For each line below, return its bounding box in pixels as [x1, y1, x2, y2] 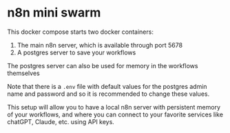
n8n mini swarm [7, 5, 101, 21]
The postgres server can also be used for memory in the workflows [7, 61, 198, 70]
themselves [7, 69, 40, 77]
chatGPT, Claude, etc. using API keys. [7, 117, 115, 125]
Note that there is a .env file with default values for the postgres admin [7, 82, 208, 90]
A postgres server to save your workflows [17, 48, 136, 57]
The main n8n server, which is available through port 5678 [17, 41, 183, 49]
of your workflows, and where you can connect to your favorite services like [7, 110, 224, 119]
